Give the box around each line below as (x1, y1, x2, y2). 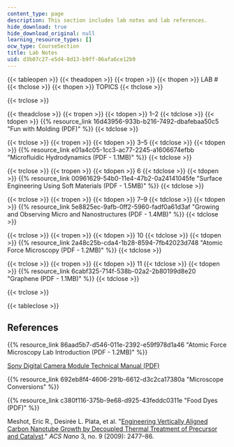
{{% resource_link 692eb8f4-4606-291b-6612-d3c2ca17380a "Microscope (7, 375, 224, 383)
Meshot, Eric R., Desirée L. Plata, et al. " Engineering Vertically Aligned (7, 417, 208, 425)
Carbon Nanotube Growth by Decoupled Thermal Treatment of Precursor (7, 425, 218, 433)
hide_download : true (7, 23, 68, 30)
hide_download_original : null (7, 29, 96, 37)
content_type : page (7, 10, 64, 18)
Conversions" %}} (7, 383, 59, 391)
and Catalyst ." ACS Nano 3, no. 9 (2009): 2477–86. (7, 432, 154, 440)
